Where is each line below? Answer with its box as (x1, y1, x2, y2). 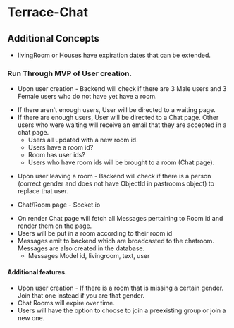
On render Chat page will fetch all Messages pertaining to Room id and (17, 214, 223, 223)
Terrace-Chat (7, 4, 88, 20)
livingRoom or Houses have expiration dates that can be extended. (17, 51, 211, 59)
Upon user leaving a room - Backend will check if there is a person (17, 172, 211, 181)
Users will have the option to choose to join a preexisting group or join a (17, 306, 226, 315)
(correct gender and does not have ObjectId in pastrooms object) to (17, 179, 215, 188)
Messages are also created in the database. (17, 244, 145, 253)
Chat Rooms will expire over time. (17, 298, 115, 307)
